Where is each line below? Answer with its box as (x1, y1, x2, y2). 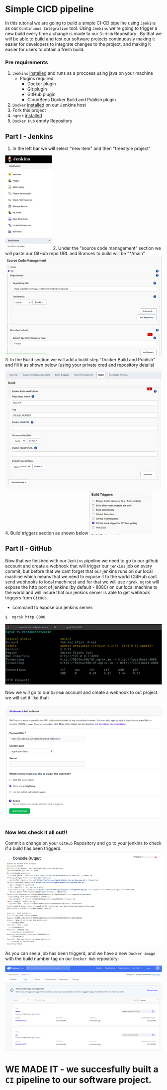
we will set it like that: (5, 695, 49, 701)
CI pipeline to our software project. (5, 1074, 152, 1086)
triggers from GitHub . (5, 594, 48, 601)
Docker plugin (27, 81, 56, 87)
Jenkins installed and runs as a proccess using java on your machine (12, 70, 153, 76)
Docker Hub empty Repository (12, 118, 73, 124)
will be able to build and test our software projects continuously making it (5, 36, 155, 42)
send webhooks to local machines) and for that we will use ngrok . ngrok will (5, 579, 159, 585)
